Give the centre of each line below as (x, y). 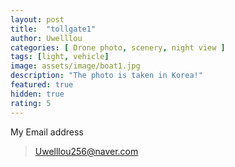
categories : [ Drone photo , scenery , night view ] (118, 47)
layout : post (37, 19)
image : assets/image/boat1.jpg (75, 66)
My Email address (47, 132)
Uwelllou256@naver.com (86, 151)
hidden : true (37, 94)
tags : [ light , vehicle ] (60, 57)
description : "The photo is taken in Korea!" (106, 76)
